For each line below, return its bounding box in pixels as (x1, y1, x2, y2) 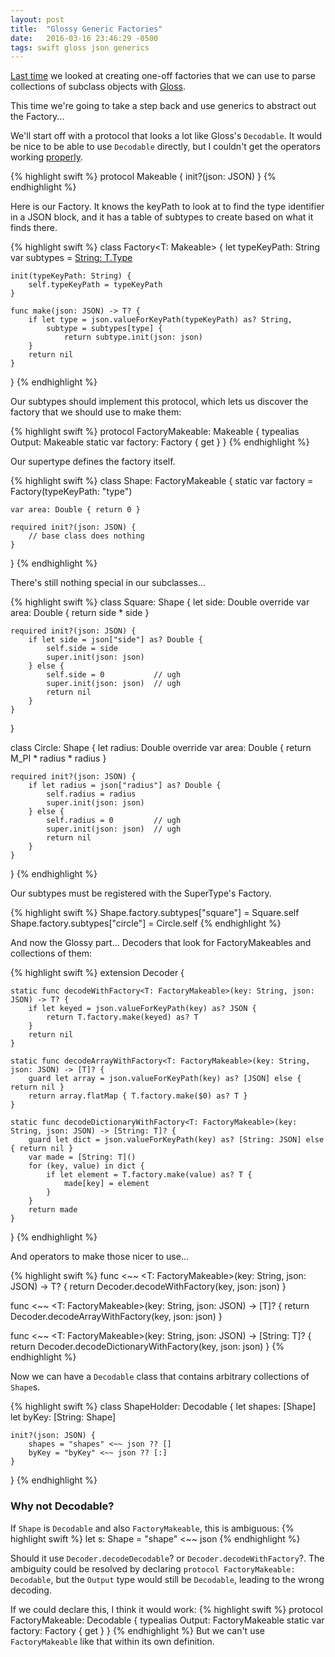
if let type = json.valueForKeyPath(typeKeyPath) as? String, (28, 315, 293, 325)
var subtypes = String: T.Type (10, 252, 133, 264)
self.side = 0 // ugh (46, 670, 182, 680)
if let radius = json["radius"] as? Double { (28, 781, 222, 791)
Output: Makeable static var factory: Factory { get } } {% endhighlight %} (10, 436, 310, 448)
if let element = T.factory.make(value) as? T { (46, 1170, 253, 1180)
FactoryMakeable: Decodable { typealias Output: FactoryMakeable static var (10, 1614, 325, 1626)
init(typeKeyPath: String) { (10, 271, 132, 281)
